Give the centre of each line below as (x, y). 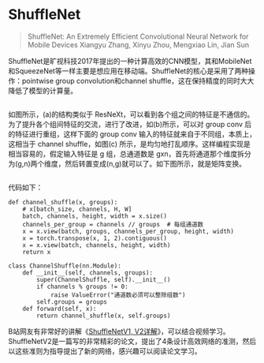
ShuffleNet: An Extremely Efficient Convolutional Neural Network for (138, 36)
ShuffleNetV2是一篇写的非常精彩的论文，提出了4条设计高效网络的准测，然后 (132, 341)
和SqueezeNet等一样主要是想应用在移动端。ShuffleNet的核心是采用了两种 (128, 71)
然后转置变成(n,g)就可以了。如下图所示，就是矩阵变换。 (156, 163)
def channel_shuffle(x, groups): (63, 202)
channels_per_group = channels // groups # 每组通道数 (113, 224)
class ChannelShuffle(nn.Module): (65, 266)
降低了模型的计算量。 (43, 90)
